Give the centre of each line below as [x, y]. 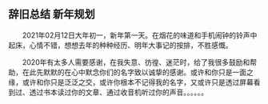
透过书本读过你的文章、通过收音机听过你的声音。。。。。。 [118, 92]
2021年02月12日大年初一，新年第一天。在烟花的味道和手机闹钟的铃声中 [140, 35]
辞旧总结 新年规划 [52, 14]
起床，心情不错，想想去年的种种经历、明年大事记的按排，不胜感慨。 [120, 45]
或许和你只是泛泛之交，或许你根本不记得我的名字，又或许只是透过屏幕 [138, 82]
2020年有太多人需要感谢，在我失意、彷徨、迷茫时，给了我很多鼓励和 [136, 62]
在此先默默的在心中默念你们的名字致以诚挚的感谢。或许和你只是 [127, 72]
